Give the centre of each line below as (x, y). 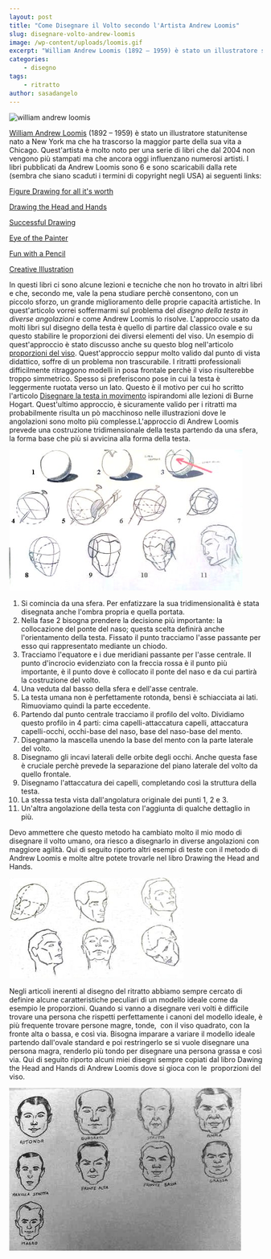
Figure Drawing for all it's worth (61, 191)
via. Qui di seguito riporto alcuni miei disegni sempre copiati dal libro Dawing (136, 1059)
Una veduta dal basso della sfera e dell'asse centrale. (109, 688)
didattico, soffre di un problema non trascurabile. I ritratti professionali (125, 361)
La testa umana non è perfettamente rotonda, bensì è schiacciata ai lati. (139, 697)
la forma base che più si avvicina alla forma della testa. (100, 438)
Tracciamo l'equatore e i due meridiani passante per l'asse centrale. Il (136, 654)
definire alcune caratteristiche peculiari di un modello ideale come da (123, 999)
